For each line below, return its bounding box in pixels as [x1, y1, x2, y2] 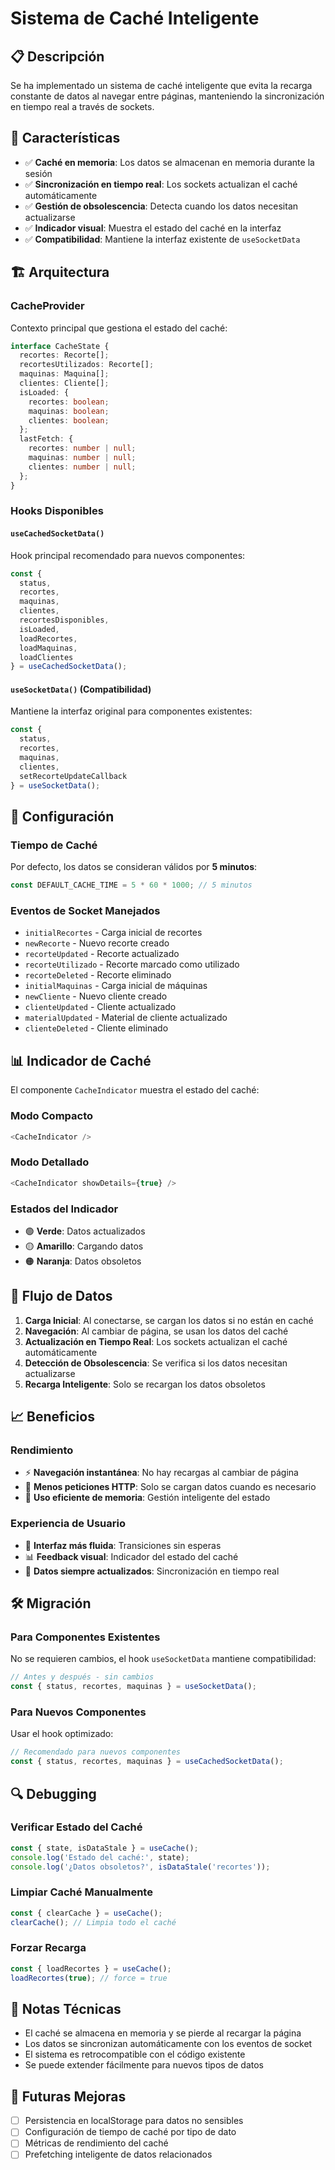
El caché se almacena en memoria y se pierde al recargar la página [24, 2027, 302, 2039]
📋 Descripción [10, 48, 105, 65]
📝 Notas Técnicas [10, 2000, 122, 2017]
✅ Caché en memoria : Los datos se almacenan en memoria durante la [24, 156, 315, 168]
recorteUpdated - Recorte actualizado [24, 948, 180, 960]
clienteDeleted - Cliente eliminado [24, 1022, 169, 1034]
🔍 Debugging [10, 1785, 97, 1802]
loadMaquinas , [19, 643, 78, 653]
